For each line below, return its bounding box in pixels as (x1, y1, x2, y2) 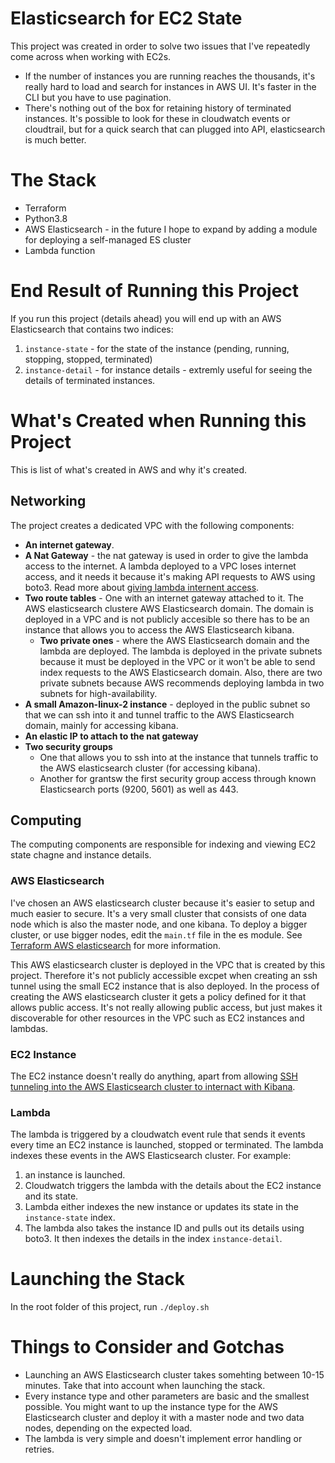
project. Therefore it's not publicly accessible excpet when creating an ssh (10, 969, 318, 981)
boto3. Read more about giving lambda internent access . (24, 581, 260, 593)
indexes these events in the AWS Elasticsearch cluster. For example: (10, 1150, 292, 1162)
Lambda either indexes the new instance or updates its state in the (24, 1201, 299, 1213)
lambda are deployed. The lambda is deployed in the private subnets (39, 645, 323, 657)
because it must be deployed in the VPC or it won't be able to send (39, 655, 316, 667)
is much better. (24, 133, 87, 146)
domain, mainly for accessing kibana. (24, 719, 179, 731)
